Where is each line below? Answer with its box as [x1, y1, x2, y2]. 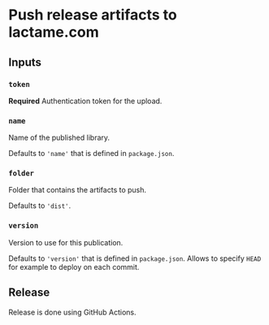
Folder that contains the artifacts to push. [8, 185, 147, 195]
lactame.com [8, 23, 99, 41]
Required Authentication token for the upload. [8, 96, 163, 106]
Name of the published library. [8, 132, 111, 143]
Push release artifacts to [8, 6, 177, 24]
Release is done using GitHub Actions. [8, 307, 137, 317]
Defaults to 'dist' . [8, 201, 72, 210]
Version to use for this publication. [8, 237, 124, 247]
